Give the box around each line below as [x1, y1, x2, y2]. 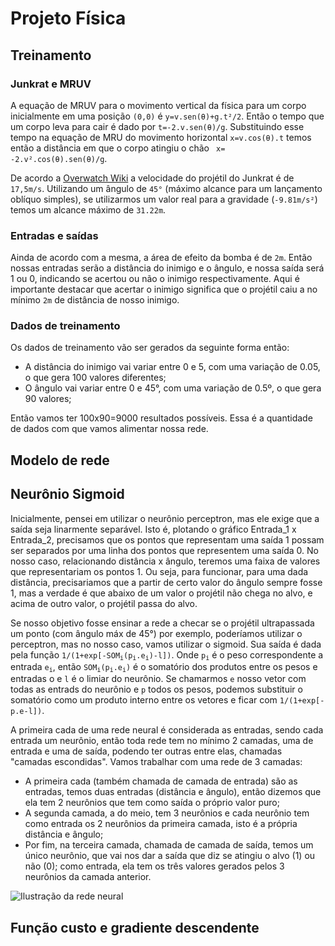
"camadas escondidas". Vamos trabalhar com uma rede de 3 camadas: [10, 756, 303, 768]
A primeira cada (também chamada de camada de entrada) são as [24, 775, 298, 787]
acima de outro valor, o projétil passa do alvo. [10, 597, 198, 609]
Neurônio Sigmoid [10, 486, 125, 503]
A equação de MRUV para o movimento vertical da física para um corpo [10, 99, 307, 111]
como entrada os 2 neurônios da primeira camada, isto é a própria [24, 818, 298, 830]
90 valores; [24, 393, 72, 405]
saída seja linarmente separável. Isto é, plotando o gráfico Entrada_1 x [10, 523, 297, 535]
